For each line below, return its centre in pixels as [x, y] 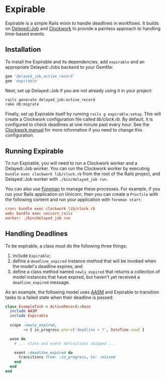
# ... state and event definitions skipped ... [65, 343]
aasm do [18, 339]
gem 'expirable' [22, 81]
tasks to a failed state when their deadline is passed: [59, 297]
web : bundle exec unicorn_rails [39, 213]
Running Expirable [34, 151]
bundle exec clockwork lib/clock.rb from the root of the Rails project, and [83, 174]
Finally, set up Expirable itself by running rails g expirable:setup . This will [83, 114]
